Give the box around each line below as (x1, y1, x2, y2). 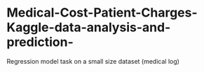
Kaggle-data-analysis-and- (6, 19, 171, 35)
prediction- (6, 35, 74, 50)
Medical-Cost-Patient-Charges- (6, 5, 198, 21)
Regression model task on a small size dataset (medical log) (6, 57, 180, 65)
